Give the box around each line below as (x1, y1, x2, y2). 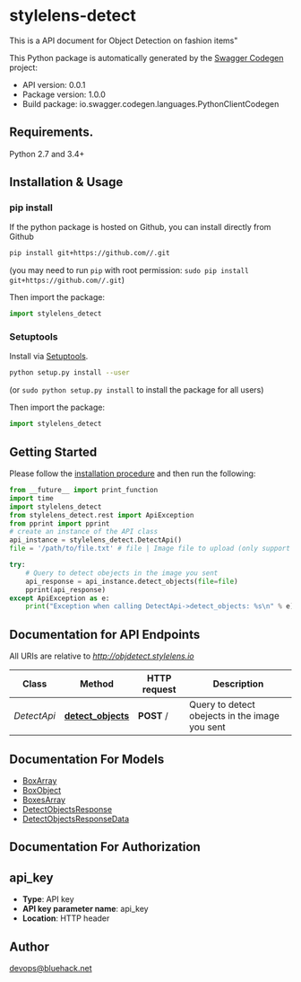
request (142, 684, 176, 696)
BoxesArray (21, 794, 65, 805)
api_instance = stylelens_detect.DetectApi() (9, 535, 182, 544)
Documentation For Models (9, 751, 165, 766)
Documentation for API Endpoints (9, 626, 201, 642)
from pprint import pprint (9, 518, 110, 528)
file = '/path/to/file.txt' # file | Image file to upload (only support (9, 544, 291, 553)
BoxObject (21, 784, 62, 795)
